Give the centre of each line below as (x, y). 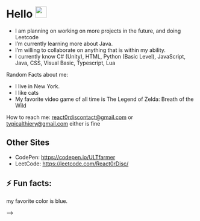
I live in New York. (37, 86)
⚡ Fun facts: (29, 183)
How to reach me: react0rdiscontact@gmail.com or (70, 117)
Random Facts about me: (37, 74)
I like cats (27, 92)
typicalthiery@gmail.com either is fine (53, 123)
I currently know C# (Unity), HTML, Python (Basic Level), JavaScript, (100, 56)
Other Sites (28, 143)
